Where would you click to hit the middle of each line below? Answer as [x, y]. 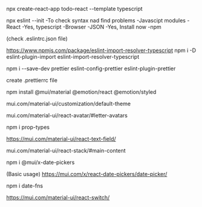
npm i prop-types [28, 127]
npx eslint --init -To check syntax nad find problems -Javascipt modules [96, 20]
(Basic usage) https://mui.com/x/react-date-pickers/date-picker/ [87, 174]
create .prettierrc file [32, 80]
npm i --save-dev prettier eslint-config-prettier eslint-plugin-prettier [91, 68]
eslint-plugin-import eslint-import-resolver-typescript [73, 57]
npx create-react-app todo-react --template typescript [75, 9]
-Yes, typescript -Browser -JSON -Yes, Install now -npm [92, 27]
